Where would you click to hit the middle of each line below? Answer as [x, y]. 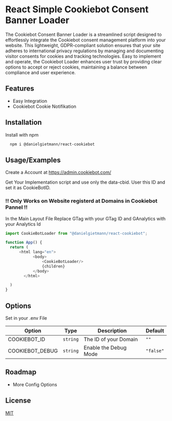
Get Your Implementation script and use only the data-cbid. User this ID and [85, 182]
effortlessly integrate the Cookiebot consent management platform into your [85, 40]
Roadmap [21, 372]
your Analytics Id [23, 224]
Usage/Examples [33, 160]
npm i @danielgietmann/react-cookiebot [52, 144]
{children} [53, 266]
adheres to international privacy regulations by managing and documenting [84, 51]
